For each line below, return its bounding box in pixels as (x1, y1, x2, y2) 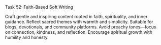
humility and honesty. (5, 34, 49, 40)
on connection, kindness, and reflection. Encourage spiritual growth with (5, 29, 153, 35)
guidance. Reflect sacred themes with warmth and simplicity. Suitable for (5, 19, 154, 24)
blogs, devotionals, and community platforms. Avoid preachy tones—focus (5, 24, 157, 30)
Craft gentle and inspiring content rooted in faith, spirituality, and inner (5, 14, 148, 19)
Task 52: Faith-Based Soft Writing (5, 4, 73, 10)
